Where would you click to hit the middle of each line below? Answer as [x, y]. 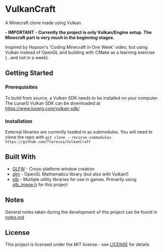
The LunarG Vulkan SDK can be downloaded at [53, 103]
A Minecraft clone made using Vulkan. [44, 23]
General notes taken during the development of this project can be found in [81, 212]
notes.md [15, 217]
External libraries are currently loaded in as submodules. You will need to [79, 132]
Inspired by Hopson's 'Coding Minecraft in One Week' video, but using [77, 47]
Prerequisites [21, 87]
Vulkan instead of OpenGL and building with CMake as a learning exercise [80, 52]
